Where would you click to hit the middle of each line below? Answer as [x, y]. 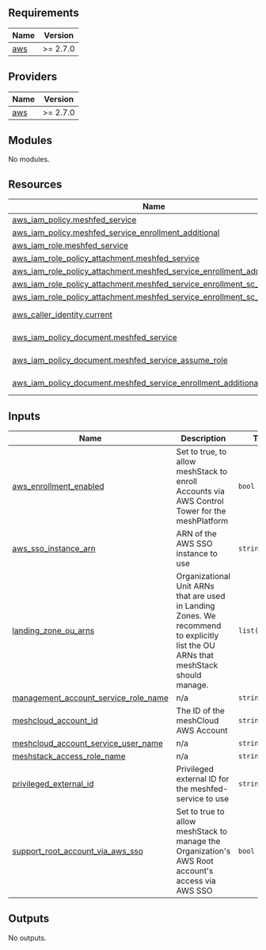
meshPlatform [202, 521]
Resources [35, 184]
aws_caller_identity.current [63, 315]
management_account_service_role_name [90, 698]
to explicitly [198, 636]
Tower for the [201, 511]
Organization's [203, 851]
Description [203, 438]
